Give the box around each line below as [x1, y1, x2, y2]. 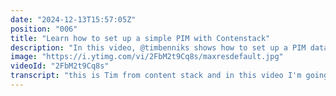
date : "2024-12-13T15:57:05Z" [10, 14, 137, 25]
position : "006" [10, 24, 78, 34]
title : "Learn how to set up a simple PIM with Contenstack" [10, 33, 271, 43]
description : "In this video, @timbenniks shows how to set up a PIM [10, 42, 307, 53]
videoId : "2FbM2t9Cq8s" [10, 61, 110, 71]
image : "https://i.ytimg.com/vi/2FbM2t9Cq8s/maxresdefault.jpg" [10, 52, 284, 62]
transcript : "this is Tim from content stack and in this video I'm [10, 71, 302, 81]
